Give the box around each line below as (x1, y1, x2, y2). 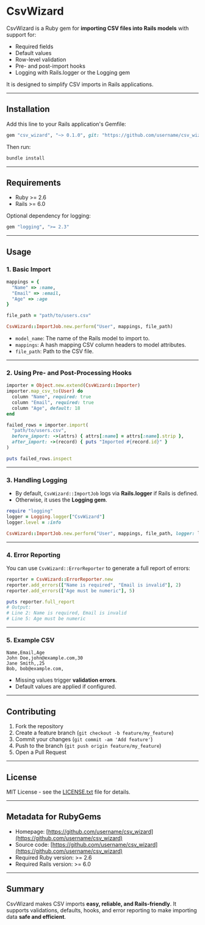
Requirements (6, 177, 61, 188)
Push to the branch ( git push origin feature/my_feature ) (15, 742, 162, 750)
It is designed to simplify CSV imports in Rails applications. (6, 81, 154, 88)
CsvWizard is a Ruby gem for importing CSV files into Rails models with (6, 24, 189, 32)
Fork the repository (15, 723, 64, 730)
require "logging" (6, 508, 53, 514)
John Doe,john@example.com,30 (6, 655, 84, 661)
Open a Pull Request (15, 748, 67, 756)
